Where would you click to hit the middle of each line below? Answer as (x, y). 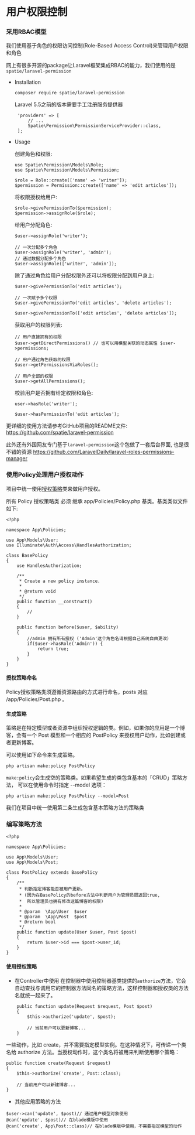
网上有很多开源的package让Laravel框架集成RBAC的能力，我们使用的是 (91, 66)
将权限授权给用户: (36, 197)
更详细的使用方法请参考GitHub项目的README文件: (67, 426)
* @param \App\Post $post (53, 917)
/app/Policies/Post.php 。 (37, 699)
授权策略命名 (21, 678)
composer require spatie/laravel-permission (69, 93)
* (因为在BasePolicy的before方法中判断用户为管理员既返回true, (90, 895)
